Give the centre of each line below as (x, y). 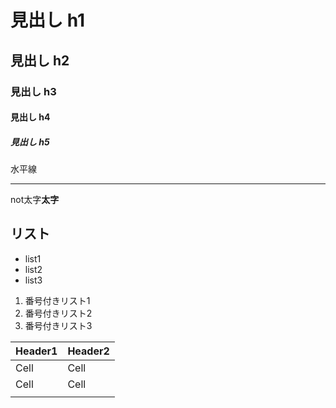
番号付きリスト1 (57, 300)
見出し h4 (30, 117)
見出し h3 (33, 91)
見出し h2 (40, 60)
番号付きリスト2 (58, 313)
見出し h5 (30, 142)
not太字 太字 (35, 200)
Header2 (88, 351)
